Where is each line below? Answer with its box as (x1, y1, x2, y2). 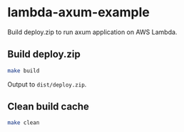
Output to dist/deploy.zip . (7, 79, 87, 89)
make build (7, 67, 40, 75)
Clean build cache (7, 101, 89, 113)
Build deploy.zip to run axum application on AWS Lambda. (7, 28, 178, 36)
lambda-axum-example (7, 4, 150, 21)
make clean (7, 119, 40, 126)
